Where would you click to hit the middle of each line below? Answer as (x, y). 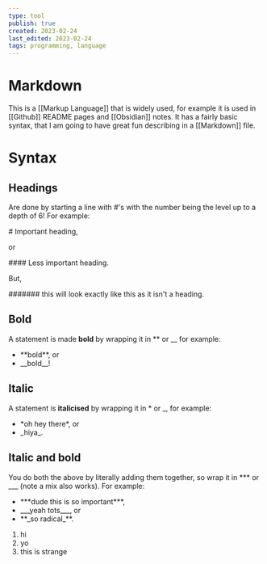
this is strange (44, 551)
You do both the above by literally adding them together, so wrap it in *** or (134, 477)
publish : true (32, 23)
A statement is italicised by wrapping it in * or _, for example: (110, 408)
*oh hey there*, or (50, 423)
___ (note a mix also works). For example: (77, 486)
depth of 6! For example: (49, 216)
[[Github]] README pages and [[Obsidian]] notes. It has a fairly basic (123, 117)
